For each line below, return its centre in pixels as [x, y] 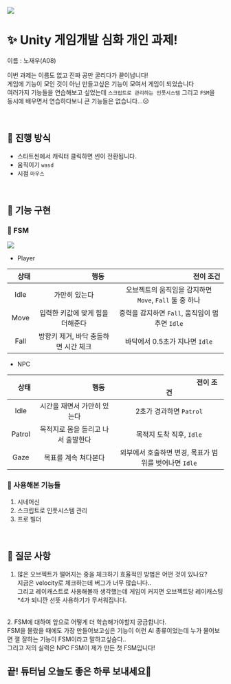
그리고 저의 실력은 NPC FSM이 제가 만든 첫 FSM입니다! [81, 647]
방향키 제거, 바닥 [64, 336]
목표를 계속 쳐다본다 [74, 458]
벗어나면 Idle [176, 463]
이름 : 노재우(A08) [32, 60]
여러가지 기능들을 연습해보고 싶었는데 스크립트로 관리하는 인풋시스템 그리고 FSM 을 [111, 92]
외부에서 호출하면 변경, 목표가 [165, 453]
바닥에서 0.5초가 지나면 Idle [169, 342]
